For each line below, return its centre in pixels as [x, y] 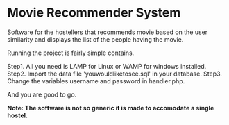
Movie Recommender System [94, 13]
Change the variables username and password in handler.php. [96, 81]
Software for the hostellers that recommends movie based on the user [108, 32]
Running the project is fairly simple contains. [71, 53]
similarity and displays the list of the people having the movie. [95, 39]
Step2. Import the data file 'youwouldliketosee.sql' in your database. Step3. [114, 74]
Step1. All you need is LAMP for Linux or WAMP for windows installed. [107, 66]
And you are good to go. [42, 94]
